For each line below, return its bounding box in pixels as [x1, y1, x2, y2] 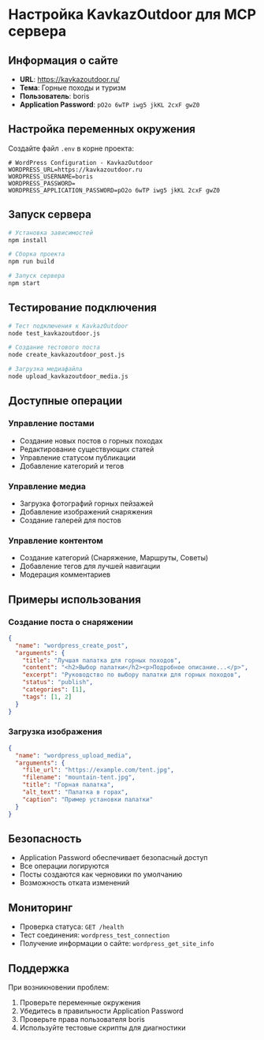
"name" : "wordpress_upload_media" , [15, 751, 132, 759]
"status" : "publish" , [22, 679, 93, 686]
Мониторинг [8, 901, 73, 915]
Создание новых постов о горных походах [19, 436, 163, 445]
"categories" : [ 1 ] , [22, 686, 87, 694]
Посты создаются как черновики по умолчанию [19, 870, 183, 879]
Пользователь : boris [19, 92, 90, 100]
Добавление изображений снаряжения [19, 507, 153, 516]
